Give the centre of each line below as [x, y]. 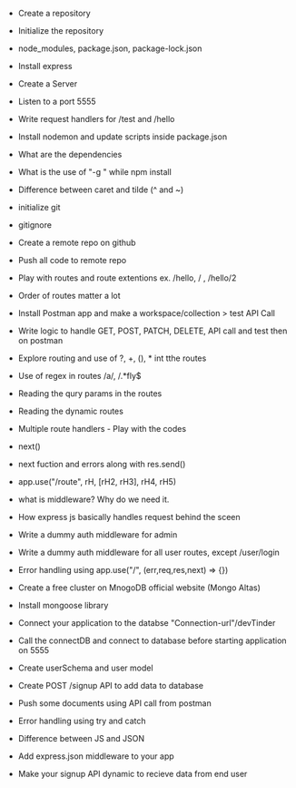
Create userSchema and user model [85, 668]
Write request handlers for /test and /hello [96, 119]
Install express [45, 66]
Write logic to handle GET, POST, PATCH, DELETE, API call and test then [153, 331]
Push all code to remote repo [72, 260]
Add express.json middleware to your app [96, 756]
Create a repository [54, 13]
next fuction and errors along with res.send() [102, 464]
